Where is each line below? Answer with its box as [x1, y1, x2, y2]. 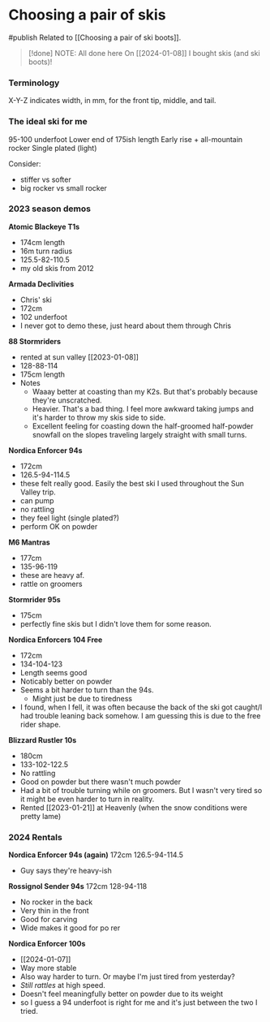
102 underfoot [19, 312, 67, 321]
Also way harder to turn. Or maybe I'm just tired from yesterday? [19, 972, 235, 981]
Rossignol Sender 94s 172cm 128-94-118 [8, 882, 148, 891]
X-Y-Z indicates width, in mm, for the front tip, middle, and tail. [8, 96, 216, 106]
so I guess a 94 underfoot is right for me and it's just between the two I [19, 998, 258, 1007]
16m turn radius [19, 246, 73, 256]
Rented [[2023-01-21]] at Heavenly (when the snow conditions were [19, 802, 247, 813]
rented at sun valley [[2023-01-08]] [19, 351, 139, 362]
